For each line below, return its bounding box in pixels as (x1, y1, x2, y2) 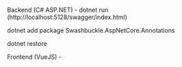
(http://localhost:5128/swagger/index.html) (7, 13, 128, 21)
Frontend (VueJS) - (7, 53, 62, 61)
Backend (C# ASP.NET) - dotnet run (7, 6, 109, 14)
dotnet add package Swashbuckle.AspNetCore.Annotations (7, 27, 176, 34)
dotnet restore (7, 40, 48, 47)
